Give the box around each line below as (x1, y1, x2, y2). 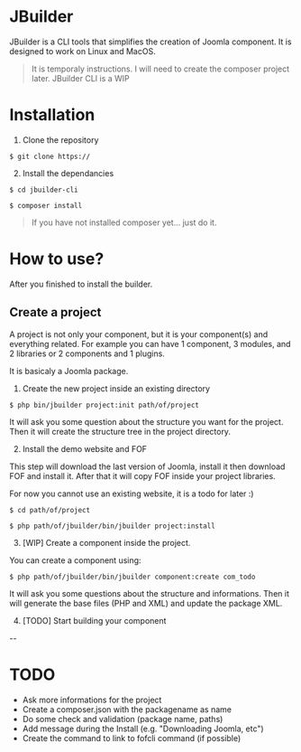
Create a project (9, 305, 102, 320)
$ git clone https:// (9, 152, 91, 161)
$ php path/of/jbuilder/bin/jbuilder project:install (9, 522, 216, 531)
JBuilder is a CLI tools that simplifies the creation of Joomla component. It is (9, 36, 292, 47)
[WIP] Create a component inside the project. (22, 537, 191, 548)
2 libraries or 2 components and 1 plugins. (9, 348, 165, 359)
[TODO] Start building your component (22, 615, 167, 625)
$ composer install (9, 201, 83, 210)
